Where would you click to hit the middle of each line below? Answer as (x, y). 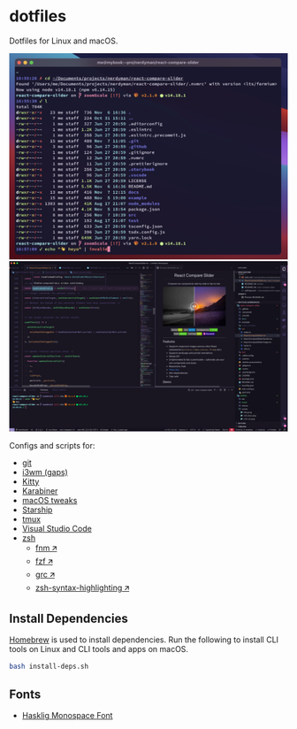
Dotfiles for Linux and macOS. (64, 41)
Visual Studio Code (57, 528)
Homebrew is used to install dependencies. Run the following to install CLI (144, 640)
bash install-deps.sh (49, 667)
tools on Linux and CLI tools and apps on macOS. (99, 649)
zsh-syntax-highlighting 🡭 (82, 587)
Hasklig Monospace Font (67, 716)
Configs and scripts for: (52, 445)
